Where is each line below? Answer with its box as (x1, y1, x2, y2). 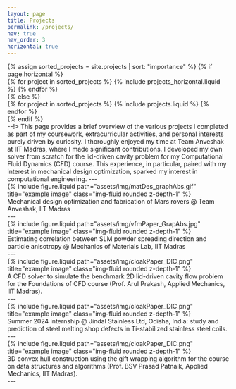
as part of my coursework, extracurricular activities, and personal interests (7, 130, 224, 138)
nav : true (7, 30, 37, 37)
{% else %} (7, 92, 41, 101)
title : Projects (7, 17, 55, 24)
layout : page (7, 10, 46, 18)
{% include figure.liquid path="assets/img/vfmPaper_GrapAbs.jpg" (7, 220, 201, 228)
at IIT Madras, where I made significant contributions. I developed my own (7, 145, 223, 153)
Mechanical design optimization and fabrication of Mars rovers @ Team (7, 197, 215, 205)
